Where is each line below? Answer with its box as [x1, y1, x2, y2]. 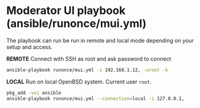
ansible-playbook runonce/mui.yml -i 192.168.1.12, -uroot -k [6, 67, 168, 73]
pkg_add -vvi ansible [6, 90, 62, 96]
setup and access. [6, 43, 53, 51]
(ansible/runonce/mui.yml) [6, 16, 147, 31]
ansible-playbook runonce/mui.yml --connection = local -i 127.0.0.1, [6, 95, 185, 101]
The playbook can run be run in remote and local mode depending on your [6, 37, 194, 44]
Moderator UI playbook [6, 4, 126, 18]
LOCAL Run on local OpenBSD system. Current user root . [6, 77, 152, 85]
